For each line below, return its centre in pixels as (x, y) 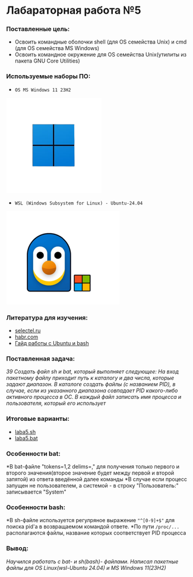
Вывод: (17, 548)
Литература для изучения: (47, 318)
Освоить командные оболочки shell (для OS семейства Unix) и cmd (101, 42)
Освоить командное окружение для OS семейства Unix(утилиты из (101, 55)
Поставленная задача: (41, 359)
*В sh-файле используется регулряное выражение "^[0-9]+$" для (91, 520)
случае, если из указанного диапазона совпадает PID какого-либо (92, 390)
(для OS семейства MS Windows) (57, 48)
